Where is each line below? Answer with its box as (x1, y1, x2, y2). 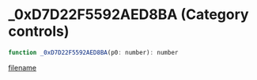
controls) (8, 22, 70, 40)
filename (8, 63, 37, 72)
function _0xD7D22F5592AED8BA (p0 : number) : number (8, 48, 179, 56)
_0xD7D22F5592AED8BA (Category (8, 6, 249, 24)
